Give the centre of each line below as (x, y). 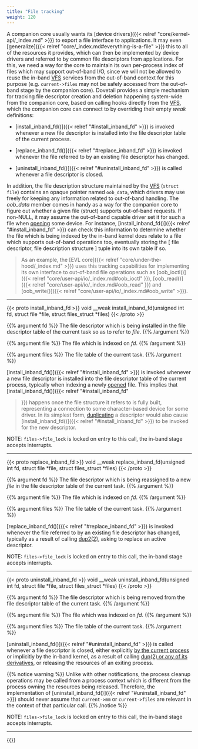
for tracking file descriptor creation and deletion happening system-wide (95, 96)
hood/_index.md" (42, 266)
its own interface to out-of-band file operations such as (88, 272)
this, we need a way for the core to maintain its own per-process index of (95, 65)
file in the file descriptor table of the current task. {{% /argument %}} (90, 485)
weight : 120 (21, 17)
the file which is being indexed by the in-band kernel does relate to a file (94, 235)
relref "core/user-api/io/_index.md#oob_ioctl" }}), (92, 278)
